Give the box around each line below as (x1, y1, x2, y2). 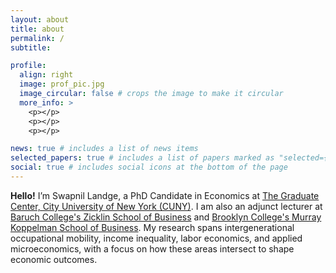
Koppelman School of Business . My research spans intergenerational (10, 221, 295, 233)
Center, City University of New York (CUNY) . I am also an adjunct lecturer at (10, 200, 323, 212)
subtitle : (10, 42, 52, 53)
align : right (19, 70, 74, 80)
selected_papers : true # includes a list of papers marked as (10, 153, 275, 163)
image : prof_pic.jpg (19, 79, 105, 90)
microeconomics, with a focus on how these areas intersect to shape (10, 242, 295, 255)
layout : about (10, 14, 70, 25)
